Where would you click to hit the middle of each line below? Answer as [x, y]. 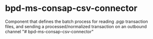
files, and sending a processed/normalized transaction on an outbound [76, 26]
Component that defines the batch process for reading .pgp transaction [76, 21]
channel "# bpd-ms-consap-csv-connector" [49, 31]
